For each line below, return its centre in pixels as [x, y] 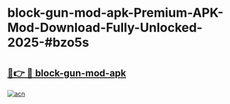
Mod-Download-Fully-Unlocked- [105, 28]
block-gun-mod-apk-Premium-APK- [115, 13]
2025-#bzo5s [48, 43]
